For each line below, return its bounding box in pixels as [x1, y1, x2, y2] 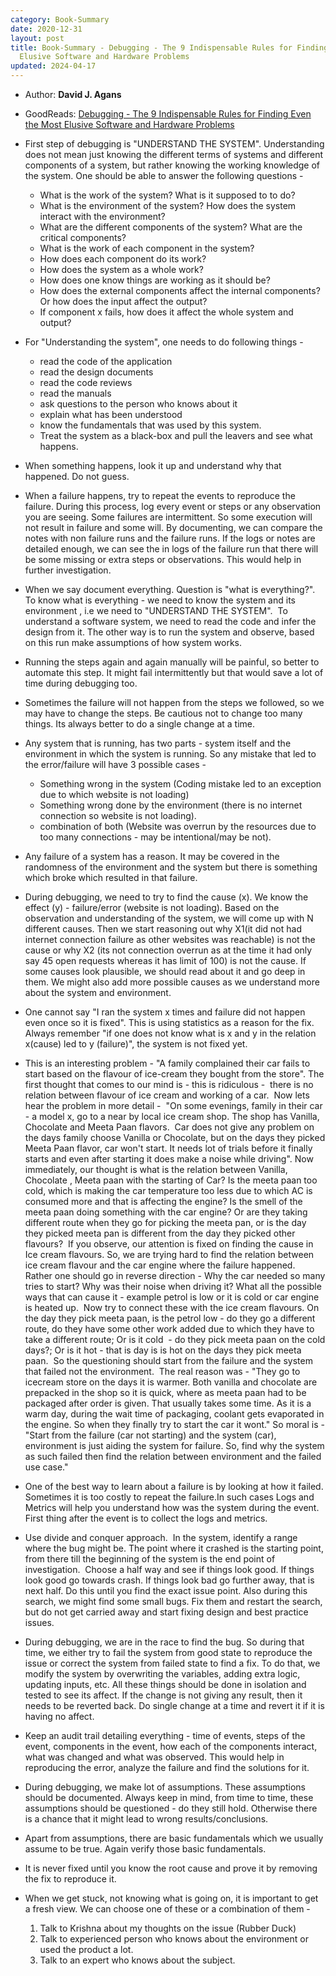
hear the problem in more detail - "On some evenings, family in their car [24, 1100, 323, 1111]
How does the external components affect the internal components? [39, 285, 321, 296]
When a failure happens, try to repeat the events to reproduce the [24, 490, 296, 501]
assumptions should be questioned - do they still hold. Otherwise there [24, 1802, 318, 1814]
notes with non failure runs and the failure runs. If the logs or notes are [24, 532, 316, 544]
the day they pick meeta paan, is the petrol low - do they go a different [24, 1312, 316, 1324]
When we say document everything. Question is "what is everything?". [24, 584, 316, 595]
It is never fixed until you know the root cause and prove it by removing [24, 1862, 318, 1874]
